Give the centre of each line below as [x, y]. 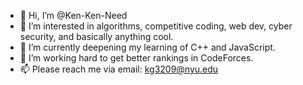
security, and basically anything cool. [96, 36]
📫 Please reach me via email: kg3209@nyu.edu [119, 69]
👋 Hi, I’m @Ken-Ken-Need [73, 15]
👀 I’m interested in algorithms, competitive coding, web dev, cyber [156, 26]
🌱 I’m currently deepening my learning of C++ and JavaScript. [147, 47]
